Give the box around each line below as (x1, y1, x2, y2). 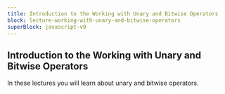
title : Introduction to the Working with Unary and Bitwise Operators (7, 10, 219, 18)
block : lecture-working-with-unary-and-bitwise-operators (7, 17, 181, 24)
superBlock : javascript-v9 (7, 23, 86, 30)
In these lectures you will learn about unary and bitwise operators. (7, 79, 199, 88)
